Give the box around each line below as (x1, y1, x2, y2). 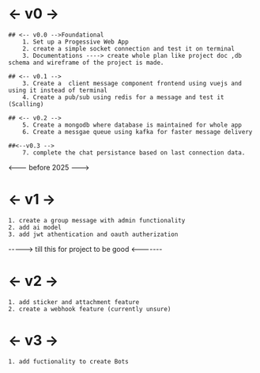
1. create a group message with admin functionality (8, 216, 186, 224)
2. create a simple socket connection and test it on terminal (22, 44, 236, 52)
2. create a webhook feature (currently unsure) (8, 305, 171, 313)
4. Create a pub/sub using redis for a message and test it (22, 93, 224, 101)
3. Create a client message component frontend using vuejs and (22, 79, 243, 87)
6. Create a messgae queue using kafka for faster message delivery (22, 128, 253, 135)
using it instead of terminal (8, 86, 108, 94)
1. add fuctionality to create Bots (8, 357, 129, 365)
